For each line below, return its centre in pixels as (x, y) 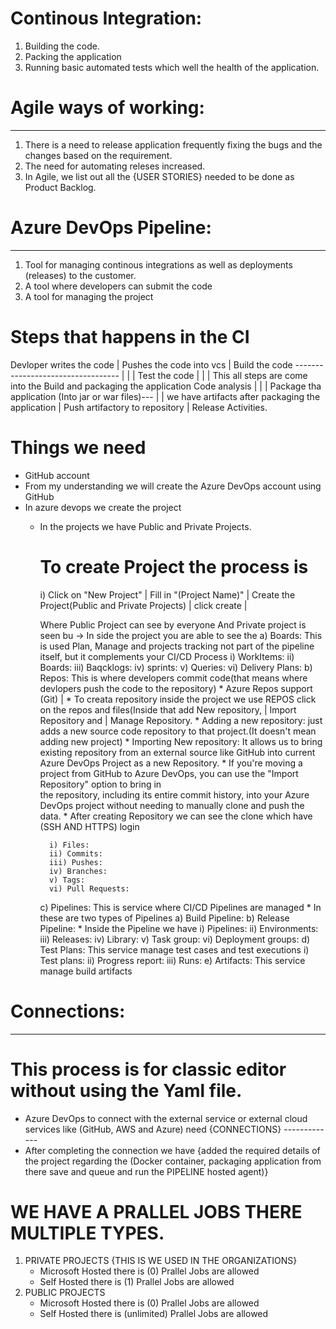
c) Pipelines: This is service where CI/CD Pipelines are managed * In (180, 907)
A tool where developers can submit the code (118, 286)
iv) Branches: (78, 871)
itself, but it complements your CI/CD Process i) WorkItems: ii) (167, 656)
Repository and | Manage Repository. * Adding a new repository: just (181, 720)
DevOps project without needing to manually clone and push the (172, 805)
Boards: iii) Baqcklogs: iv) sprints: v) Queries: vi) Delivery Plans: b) (176, 667)
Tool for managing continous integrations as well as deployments (158, 264)
